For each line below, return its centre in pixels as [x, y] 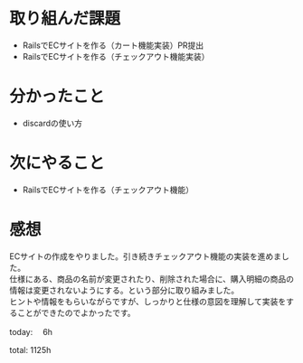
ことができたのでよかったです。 [76, 312]
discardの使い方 [52, 123]
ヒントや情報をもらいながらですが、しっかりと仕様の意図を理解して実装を [148, 301]
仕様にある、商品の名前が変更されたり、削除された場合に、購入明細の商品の [152, 279]
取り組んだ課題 [65, 19]
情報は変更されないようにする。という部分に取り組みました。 [124, 290]
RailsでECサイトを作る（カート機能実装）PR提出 [113, 45]
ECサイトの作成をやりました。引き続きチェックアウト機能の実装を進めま [146, 256]
